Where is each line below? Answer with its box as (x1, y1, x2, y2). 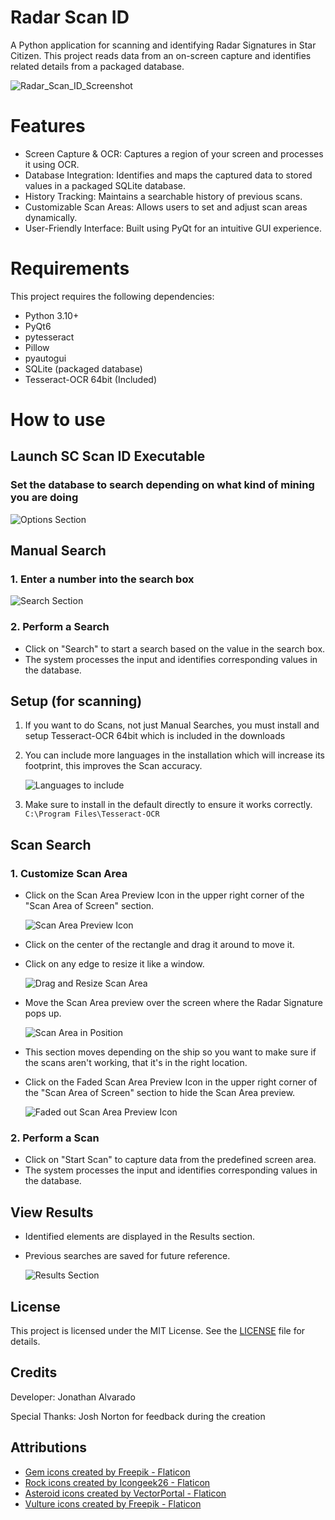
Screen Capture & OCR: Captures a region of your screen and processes (24, 147, 324, 160)
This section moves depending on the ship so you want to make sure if (24, 1046, 317, 1058)
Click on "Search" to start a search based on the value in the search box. (24, 642, 326, 655)
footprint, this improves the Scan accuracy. (24, 760, 203, 772)
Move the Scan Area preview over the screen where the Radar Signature (24, 997, 323, 1009)
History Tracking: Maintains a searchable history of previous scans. (24, 190, 303, 202)
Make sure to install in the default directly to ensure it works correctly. (24, 799, 313, 811)
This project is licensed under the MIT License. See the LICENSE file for (10, 1325, 306, 1337)
